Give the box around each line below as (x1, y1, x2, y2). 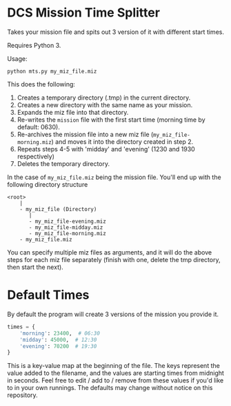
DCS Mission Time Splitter (7, 5, 161, 21)
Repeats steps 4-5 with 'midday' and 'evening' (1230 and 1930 (17, 145, 195, 153)
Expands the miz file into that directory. (17, 108, 129, 116)
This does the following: (7, 80, 76, 88)
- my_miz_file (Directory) (19, 205, 97, 212)
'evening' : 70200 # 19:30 (19, 342, 97, 350)
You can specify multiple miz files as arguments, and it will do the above (7, 248, 212, 257)
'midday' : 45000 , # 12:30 (19, 336, 97, 343)
